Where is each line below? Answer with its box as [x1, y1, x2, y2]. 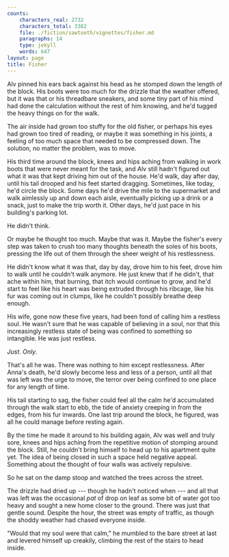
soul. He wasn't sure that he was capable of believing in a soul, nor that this [7, 319, 220, 327]
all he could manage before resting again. [7, 417, 124, 425]
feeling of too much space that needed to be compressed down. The [7, 136, 201, 145]
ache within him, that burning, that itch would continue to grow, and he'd [7, 277, 211, 285]
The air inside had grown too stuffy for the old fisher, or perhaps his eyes [7, 122, 213, 130]
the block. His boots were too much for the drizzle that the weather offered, [7, 87, 220, 95]
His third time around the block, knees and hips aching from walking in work [7, 157, 221, 165]
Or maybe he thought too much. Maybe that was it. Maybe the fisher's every [7, 234, 222, 243]
